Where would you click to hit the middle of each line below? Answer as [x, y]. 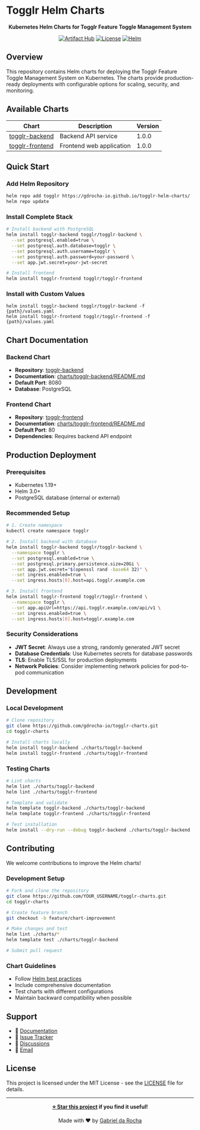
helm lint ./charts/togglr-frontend [51, 792]
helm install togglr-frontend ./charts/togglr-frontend [77, 753]
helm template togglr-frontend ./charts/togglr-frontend [78, 814]
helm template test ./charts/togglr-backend [62, 940]
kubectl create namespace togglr [48, 531]
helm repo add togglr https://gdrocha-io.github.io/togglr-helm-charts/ [98, 196]
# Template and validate [37, 803]
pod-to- [179, 666]
